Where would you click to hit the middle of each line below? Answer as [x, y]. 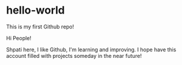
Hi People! [19, 38]
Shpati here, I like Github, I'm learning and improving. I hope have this [91, 49]
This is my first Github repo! [40, 27]
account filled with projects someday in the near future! [74, 56]
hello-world [36, 10]
